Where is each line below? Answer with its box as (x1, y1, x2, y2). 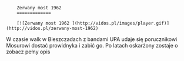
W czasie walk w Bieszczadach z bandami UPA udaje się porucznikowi (6, 36, 178, 43)
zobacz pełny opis (6, 48, 51, 55)
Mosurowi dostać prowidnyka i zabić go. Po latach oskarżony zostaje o (6, 42, 178, 49)
